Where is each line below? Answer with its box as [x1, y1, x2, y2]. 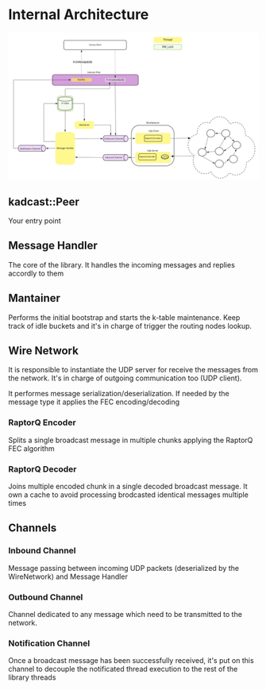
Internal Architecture [8, 6, 149, 24]
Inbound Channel [8, 545, 77, 557]
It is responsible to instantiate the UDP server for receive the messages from [8, 365, 259, 375]
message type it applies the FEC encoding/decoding [8, 397, 180, 407]
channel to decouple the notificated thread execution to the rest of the [8, 665, 238, 674]
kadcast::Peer [8, 195, 79, 208]
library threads [8, 673, 56, 682]
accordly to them [8, 268, 64, 278]
